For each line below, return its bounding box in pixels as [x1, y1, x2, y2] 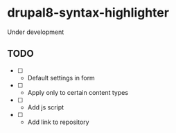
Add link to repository [27, 118, 89, 126]
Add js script [27, 103, 64, 112]
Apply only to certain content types [27, 88, 129, 96]
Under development [7, 28, 64, 36]
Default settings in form [27, 73, 95, 82]
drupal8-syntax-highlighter [7, 5, 170, 21]
